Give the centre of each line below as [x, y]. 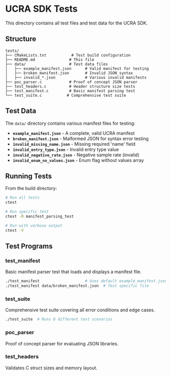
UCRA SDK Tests [41, 9]
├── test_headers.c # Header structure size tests [70, 86]
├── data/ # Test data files [57, 64]
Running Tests [28, 176]
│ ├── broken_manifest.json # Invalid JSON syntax [69, 73]
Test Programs [29, 246]
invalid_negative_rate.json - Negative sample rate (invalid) [76, 155]
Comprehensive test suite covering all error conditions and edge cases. [80, 310]
